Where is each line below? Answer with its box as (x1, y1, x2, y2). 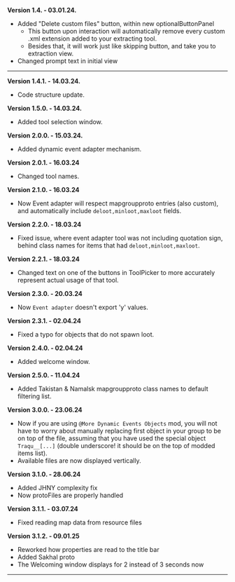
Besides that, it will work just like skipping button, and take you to (27, 42, 217, 50)
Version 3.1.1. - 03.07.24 (7, 505, 78, 513)
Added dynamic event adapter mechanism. (17, 145, 142, 153)
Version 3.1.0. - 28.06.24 (7, 470, 81, 478)
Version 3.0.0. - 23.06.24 (7, 406, 83, 414)
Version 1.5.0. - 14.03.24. (7, 104, 83, 112)
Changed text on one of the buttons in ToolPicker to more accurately (17, 269, 215, 276)
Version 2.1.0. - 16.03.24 (7, 186, 80, 194)
